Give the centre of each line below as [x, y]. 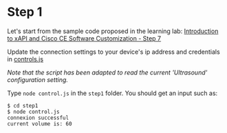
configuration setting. [38, 79]
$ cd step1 [23, 105]
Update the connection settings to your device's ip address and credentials [113, 52]
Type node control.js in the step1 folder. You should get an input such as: [112, 93]
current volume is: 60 [40, 124]
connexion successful [38, 118]
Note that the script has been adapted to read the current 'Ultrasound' [107, 72]
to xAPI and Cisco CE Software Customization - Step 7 [84, 38]
